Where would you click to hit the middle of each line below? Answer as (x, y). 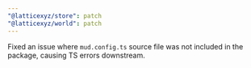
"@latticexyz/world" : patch (55, 23)
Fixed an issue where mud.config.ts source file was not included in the (125, 46)
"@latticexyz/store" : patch (55, 16)
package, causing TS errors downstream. (77, 55)
